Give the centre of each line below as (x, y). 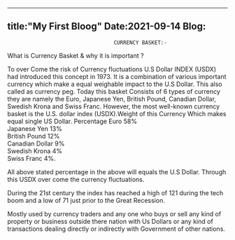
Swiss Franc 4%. (31, 158)
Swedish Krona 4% (35, 150)
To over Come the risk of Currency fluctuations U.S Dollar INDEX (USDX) (112, 69)
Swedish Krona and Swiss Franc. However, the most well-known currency (114, 106)
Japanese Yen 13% (35, 128)
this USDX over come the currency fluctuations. (76, 179)
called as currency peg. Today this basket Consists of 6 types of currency (114, 91)
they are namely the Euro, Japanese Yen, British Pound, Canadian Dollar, (112, 99)
